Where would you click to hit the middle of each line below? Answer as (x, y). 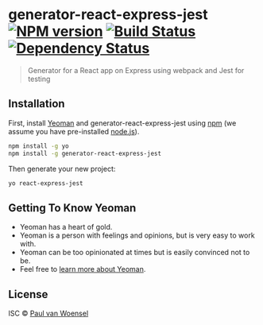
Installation (37, 104)
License (28, 294)
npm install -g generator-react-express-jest (85, 153)
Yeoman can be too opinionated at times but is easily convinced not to (135, 253)
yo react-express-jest (46, 183)
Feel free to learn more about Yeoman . (83, 269)
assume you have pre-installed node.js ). (74, 131)
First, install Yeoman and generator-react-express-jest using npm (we (122, 123)
